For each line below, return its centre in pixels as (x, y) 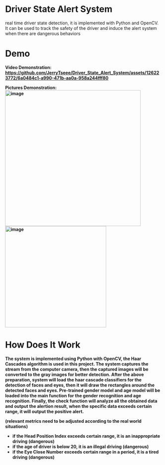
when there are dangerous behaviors (43, 33)
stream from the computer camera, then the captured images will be (77, 369)
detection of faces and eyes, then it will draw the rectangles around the (80, 385)
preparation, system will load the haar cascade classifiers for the (74, 379)
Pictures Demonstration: (31, 88)
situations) (17, 426)
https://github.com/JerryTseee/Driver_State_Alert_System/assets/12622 (82, 73)
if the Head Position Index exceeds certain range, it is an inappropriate (86, 436)
